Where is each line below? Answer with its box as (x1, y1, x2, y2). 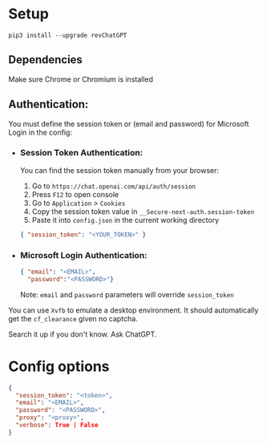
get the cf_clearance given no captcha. (8, 313, 138, 323)
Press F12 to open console (31, 189, 119, 199)
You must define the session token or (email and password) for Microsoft (8, 119, 249, 128)
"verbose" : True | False (15, 422, 99, 430)
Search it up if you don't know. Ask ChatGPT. (8, 329, 157, 339)
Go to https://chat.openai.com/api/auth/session (31, 181, 196, 191)
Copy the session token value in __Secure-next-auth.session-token (31, 206, 255, 216)
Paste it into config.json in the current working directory (31, 215, 220, 224)
